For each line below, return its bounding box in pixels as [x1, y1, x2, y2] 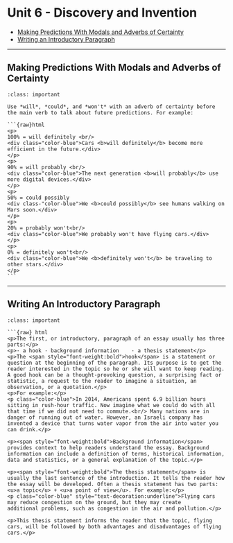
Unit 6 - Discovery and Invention [7, 5, 198, 21]
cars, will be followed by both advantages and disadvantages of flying [7, 523, 222, 530]
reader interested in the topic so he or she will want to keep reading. [7, 365, 225, 372]
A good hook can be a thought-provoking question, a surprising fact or [7, 371, 222, 379]
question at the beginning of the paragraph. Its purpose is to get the [7, 359, 222, 366]
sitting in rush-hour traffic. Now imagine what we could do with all [7, 402, 216, 408]
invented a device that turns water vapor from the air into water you [7, 420, 218, 427]
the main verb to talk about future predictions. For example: [7, 109, 194, 116]
